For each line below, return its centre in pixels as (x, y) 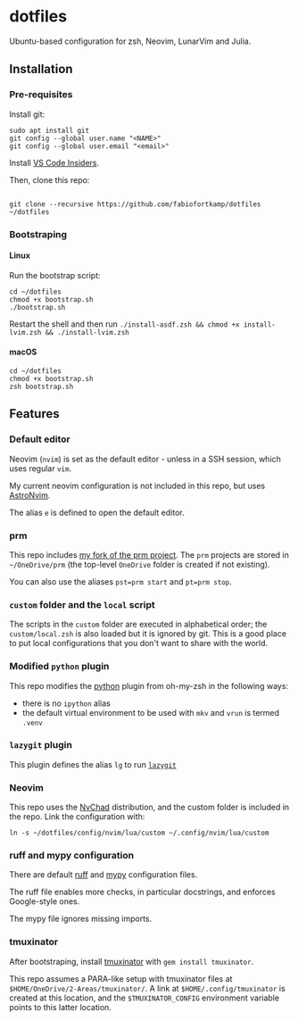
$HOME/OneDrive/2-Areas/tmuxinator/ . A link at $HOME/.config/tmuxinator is (147, 988)
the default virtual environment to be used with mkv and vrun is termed (150, 712)
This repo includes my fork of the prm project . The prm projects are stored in (149, 554)
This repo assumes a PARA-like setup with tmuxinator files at (121, 978)
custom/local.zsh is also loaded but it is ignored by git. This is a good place (148, 634)
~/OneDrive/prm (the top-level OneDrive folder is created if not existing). (140, 564)
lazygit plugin (41, 745)
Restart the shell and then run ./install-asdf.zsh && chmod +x (124, 324)
